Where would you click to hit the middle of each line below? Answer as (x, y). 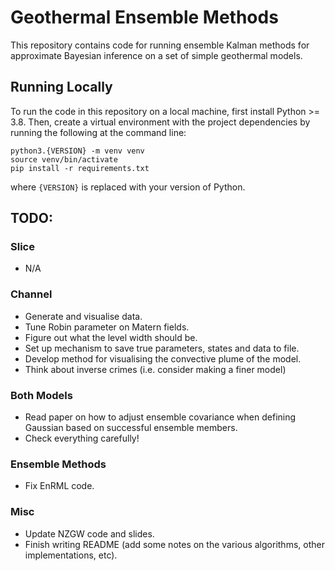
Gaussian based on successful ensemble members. (131, 428)
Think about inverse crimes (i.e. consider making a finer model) (155, 369)
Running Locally (61, 87)
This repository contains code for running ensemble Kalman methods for (160, 45)
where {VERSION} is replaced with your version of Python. (128, 187)
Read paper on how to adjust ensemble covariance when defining (160, 417)
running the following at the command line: (98, 132)
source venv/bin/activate (64, 159)
